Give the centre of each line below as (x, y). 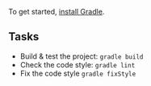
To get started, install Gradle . (57, 12)
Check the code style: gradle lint (78, 64)
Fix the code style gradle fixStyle (78, 73)
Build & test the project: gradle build (82, 56)
